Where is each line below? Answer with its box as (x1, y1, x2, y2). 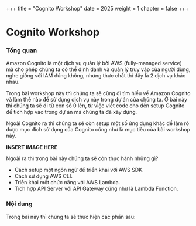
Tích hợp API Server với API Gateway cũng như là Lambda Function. (14, 185, 178, 193)
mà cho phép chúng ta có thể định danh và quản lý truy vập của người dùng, (6, 66, 191, 73)
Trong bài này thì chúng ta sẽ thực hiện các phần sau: (6, 213, 136, 220)
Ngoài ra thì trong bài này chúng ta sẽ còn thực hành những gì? (6, 155, 159, 162)
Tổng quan (6, 46, 37, 55)
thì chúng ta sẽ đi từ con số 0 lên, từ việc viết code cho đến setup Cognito (6, 102, 185, 109)
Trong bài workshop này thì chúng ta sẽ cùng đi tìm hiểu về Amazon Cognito (6, 90, 191, 97)
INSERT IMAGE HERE (6, 144, 57, 151)
